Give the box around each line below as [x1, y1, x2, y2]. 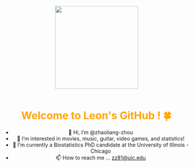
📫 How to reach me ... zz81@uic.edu [56, 154, 146, 161]
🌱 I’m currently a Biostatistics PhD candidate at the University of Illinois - [12, 141, 189, 148]
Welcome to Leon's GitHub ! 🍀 [21, 109, 172, 122]
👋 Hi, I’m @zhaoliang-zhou [68, 129, 134, 136]
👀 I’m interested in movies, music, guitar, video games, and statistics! [17, 135, 185, 142]
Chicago [90, 147, 111, 155]
